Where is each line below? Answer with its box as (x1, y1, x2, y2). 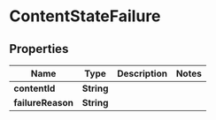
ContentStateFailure (9, 6, 161, 26)
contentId (13, 82, 56, 94)
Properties (9, 41, 69, 56)
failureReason (13, 97, 73, 109)
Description (116, 68, 168, 79)
